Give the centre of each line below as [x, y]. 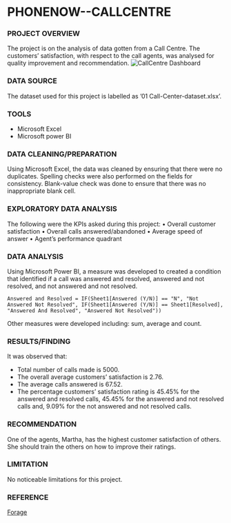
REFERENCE [28, 497]
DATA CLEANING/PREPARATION [62, 154]
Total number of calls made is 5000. [68, 370]
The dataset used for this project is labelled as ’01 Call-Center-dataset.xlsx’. [114, 96]
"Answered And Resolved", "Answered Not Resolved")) [84, 311]
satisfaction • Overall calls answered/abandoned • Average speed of [105, 231]
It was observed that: [37, 356]
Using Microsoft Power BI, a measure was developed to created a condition [114, 271]
